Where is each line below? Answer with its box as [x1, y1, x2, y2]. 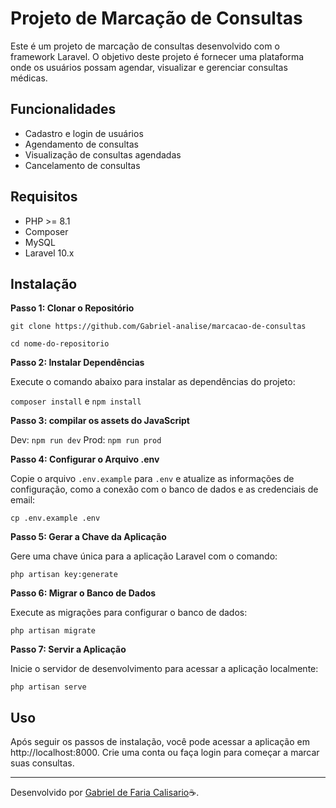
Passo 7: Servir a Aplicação [10, 643, 127, 656]
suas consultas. [10, 757, 75, 769]
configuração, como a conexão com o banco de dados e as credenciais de [10, 483, 319, 496]
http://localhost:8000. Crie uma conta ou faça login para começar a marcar [10, 747, 320, 759]
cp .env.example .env [10, 513, 101, 524]
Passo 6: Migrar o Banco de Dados [10, 587, 157, 599]
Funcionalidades [10, 101, 117, 118]
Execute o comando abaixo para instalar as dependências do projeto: [10, 376, 296, 388]
